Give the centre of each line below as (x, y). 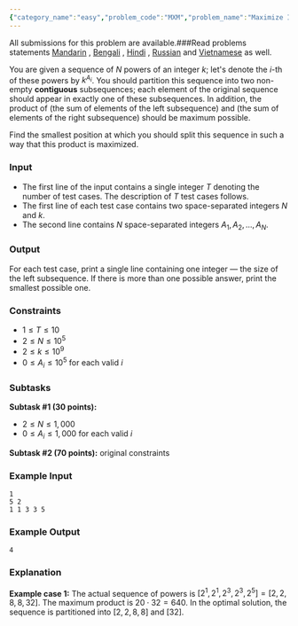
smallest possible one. (50, 287)
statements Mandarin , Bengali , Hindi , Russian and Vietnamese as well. (141, 52)
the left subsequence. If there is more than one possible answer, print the (143, 278)
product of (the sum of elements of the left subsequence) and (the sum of (144, 108)
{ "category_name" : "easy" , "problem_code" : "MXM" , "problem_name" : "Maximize (146, 17)
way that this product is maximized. (74, 145)
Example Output (45, 532)
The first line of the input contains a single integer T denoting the (141, 186)
